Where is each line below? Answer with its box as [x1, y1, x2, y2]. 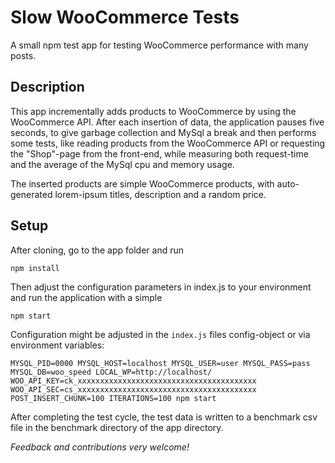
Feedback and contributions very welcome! [10, 441, 190, 453]
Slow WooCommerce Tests [10, 6, 240, 29]
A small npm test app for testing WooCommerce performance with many [10, 39, 309, 51]
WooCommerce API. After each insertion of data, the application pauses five [10, 116, 325, 128]
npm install [10, 263, 60, 273]
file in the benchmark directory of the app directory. [10, 421, 224, 433]
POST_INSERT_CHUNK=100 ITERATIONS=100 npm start [10, 393, 217, 403]
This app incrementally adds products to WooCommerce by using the [10, 105, 297, 117]
